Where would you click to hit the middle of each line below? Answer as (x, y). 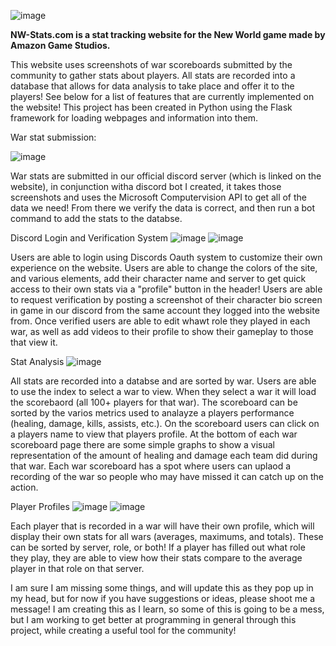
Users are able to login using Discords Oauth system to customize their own (166, 257)
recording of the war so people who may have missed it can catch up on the (167, 476)
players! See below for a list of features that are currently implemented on (162, 96)
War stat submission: (53, 137)
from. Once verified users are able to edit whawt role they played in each (160, 321)
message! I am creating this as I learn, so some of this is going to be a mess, (167, 609)
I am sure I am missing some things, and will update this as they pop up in (162, 588)
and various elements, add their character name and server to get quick (158, 278)
